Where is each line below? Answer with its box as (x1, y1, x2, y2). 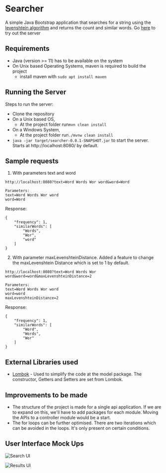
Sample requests (5, 157, 58, 165)
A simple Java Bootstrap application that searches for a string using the (5, 19, 151, 25)
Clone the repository (12, 110, 55, 117)
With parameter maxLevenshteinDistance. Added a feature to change (12, 255, 154, 261)
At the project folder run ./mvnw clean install (19, 132, 113, 138)
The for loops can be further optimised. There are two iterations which (12, 420, 156, 426)
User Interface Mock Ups (5, 440, 84, 448)
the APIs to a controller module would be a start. (12, 415, 111, 420)
